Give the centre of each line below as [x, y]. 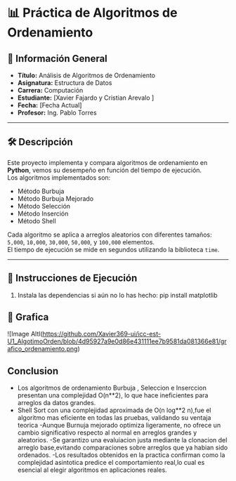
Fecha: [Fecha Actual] [50, 105]
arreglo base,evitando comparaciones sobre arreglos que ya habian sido [123, 448]
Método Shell [37, 220]
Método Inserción [43, 213]
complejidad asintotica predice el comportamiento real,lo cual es [111, 463]
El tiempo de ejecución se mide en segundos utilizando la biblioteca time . [113, 249]
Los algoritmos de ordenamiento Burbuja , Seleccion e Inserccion [112, 388]
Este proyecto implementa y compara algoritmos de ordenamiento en [107, 162]
